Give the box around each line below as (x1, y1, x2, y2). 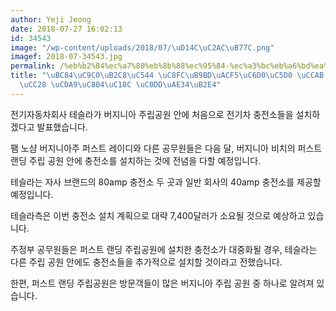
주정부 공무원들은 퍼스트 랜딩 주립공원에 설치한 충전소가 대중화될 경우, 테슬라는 (10, 243, 318, 255)
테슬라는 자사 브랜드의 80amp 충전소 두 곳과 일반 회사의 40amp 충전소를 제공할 (10, 176, 322, 188)
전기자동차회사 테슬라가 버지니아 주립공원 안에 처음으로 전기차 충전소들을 (10, 108, 294, 120)
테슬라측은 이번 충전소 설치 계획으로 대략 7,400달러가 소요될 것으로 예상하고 (10, 209, 306, 221)
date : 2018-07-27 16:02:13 (10, 24, 123, 34)
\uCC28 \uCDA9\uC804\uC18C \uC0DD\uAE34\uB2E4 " (19, 80, 222, 90)
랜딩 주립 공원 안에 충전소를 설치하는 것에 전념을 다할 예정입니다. (10, 154, 262, 166)
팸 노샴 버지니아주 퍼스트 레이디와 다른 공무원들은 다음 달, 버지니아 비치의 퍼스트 (10, 142, 323, 154)
